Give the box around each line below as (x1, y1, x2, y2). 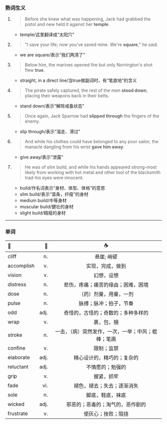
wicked (7, 401, 25, 408)
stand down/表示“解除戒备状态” (19, 103, 84, 109)
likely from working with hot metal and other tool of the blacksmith (24, 170, 161, 176)
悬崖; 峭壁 (94, 253, 118, 260)
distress (7, 281, 26, 288)
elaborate (7, 354, 30, 361)
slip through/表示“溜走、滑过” (19, 129, 81, 135)
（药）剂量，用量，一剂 (79, 290, 134, 297)
